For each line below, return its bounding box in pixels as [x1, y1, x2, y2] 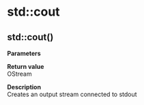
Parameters [7, 49, 41, 57]
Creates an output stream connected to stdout [7, 90, 138, 98]
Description [7, 83, 42, 91]
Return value [7, 63, 44, 70]
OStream [7, 70, 32, 78]
